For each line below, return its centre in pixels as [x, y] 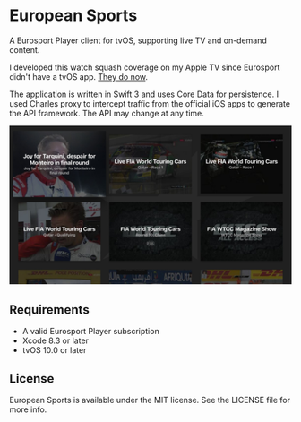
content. [25, 49]
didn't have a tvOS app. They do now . [79, 76]
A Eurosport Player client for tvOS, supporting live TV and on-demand [138, 40]
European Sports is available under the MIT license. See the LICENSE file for [150, 400]
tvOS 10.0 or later [54, 350]
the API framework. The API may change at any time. [107, 113]
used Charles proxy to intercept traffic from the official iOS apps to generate [150, 103]
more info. [28, 409]
